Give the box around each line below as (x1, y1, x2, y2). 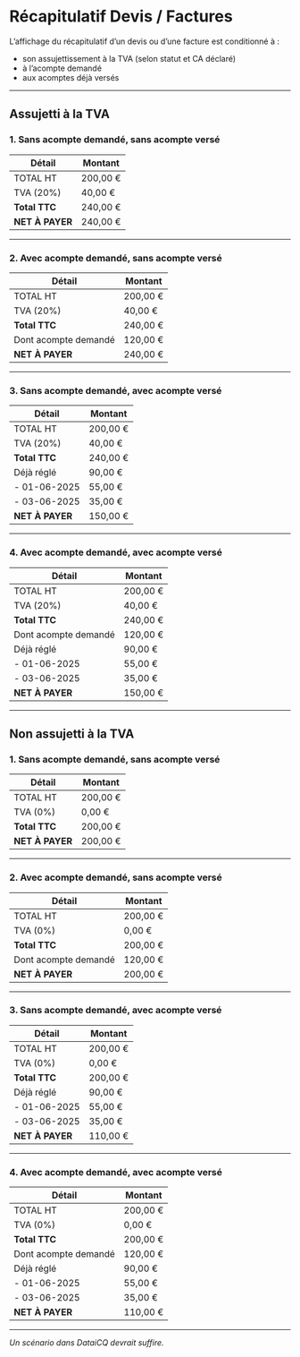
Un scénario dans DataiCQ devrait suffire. (9, 1337, 164, 1348)
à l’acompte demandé (21, 63, 103, 73)
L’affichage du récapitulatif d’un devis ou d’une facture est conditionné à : (9, 36, 279, 47)
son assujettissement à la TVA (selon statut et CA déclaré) (21, 53, 237, 64)
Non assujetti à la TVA (9, 726, 135, 741)
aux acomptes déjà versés (21, 72, 120, 82)
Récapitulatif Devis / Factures (9, 6, 234, 27)
